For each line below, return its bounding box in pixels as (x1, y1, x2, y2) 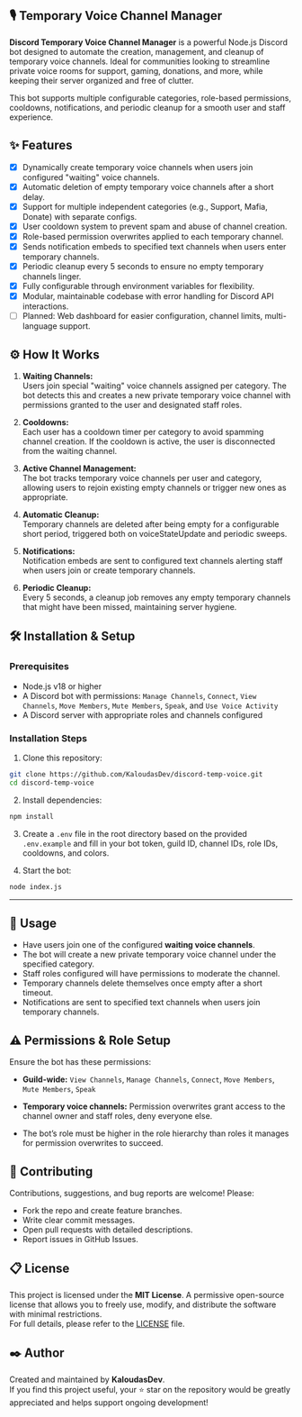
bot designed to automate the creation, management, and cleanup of (9, 46, 264, 57)
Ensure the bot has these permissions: (9, 1057, 152, 1067)
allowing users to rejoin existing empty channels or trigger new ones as (22, 482, 287, 494)
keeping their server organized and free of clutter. (9, 75, 194, 86)
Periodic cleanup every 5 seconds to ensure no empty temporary (22, 261, 264, 271)
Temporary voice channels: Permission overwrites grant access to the (22, 1101, 286, 1112)
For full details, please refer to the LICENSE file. (9, 1318, 185, 1329)
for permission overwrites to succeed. (22, 1138, 164, 1149)
